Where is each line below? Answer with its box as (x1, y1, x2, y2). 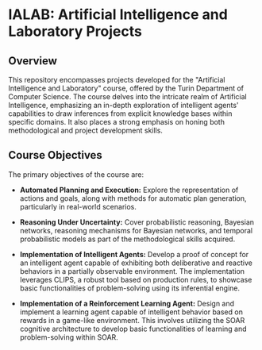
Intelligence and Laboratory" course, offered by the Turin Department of (8, 83, 245, 93)
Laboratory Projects (8, 22, 143, 40)
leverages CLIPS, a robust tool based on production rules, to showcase (19, 275, 252, 284)
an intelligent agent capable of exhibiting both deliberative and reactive (19, 258, 252, 267)
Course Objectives (8, 148, 103, 162)
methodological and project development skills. (8, 125, 163, 135)
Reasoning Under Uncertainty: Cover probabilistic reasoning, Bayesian (19, 217, 255, 227)
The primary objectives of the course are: (8, 169, 144, 179)
